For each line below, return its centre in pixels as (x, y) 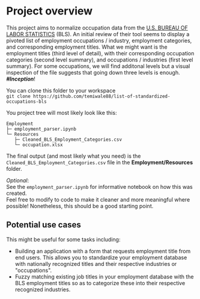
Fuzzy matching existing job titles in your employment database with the (104, 276)
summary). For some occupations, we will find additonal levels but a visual (98, 66)
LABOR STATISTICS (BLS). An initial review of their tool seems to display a (98, 34)
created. (17, 193)
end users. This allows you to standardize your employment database (101, 257)
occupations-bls (26, 101)
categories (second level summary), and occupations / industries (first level (100, 60)
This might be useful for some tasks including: (63, 239)
